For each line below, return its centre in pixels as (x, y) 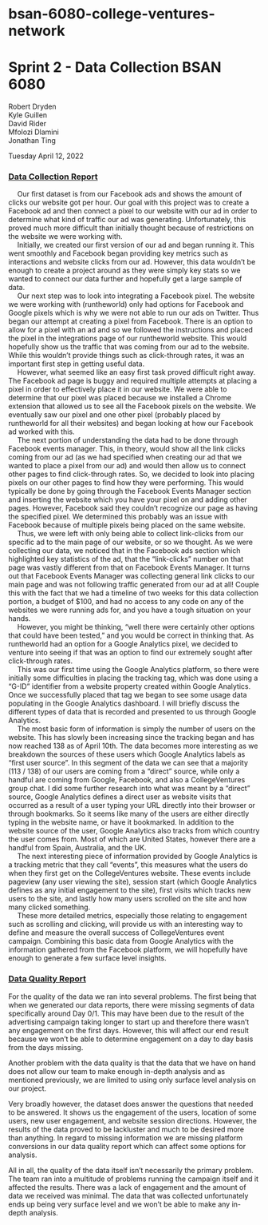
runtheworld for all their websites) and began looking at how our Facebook (131, 424)
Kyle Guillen (28, 115)
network (37, 31)
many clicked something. (49, 907)
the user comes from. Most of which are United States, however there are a (132, 839)
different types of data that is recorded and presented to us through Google (132, 712)
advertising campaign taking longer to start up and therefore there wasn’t (129, 1022)
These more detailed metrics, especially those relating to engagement (132, 916)
